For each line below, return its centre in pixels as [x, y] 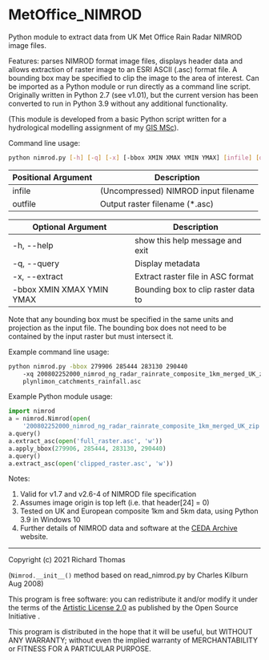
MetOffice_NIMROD [75, 15]
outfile [24, 203]
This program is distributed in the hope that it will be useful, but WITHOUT [130, 632]
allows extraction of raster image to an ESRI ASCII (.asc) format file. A [123, 69]
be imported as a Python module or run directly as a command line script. [129, 87]
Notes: [19, 479]
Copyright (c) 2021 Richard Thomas [67, 560]
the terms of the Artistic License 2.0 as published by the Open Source [123, 608]
